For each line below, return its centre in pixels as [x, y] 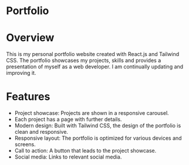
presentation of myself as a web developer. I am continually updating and [95, 67]
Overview [30, 38]
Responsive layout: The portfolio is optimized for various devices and [98, 138]
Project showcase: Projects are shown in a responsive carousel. [92, 113]
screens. [25, 144]
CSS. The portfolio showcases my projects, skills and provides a [84, 61]
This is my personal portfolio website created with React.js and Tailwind [93, 54]
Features [28, 97]
